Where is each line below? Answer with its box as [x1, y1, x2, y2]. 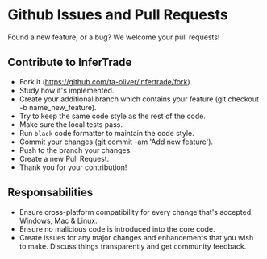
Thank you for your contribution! [19, 162, 127, 172]
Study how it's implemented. [19, 85, 115, 95]
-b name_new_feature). [19, 102, 98, 112]
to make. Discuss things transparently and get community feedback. [19, 241, 247, 251]
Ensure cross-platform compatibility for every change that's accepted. [19, 207, 253, 216]
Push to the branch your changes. [19, 145, 132, 154]
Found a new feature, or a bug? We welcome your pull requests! [7, 32, 220, 42]
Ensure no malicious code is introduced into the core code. [19, 224, 215, 234]
